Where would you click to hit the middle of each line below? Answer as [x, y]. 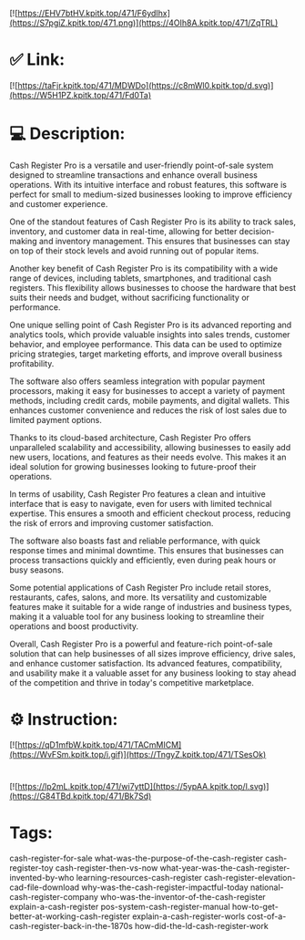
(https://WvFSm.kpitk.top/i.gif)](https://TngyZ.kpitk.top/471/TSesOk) [138, 754]
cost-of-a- [267, 916]
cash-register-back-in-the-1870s [71, 925]
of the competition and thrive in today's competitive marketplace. [132, 682]
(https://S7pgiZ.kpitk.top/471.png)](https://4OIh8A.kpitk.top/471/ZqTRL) [144, 23]
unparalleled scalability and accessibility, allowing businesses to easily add [150, 447]
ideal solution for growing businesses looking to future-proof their [133, 466]
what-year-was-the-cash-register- [225, 868]
